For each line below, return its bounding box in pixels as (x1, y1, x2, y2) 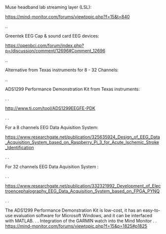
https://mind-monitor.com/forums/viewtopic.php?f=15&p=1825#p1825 (5, 223, 147, 229)
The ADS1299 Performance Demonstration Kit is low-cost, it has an (5, 207, 142, 213)
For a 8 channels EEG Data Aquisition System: (5, 125, 99, 130)
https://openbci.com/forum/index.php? (5, 43, 84, 48)
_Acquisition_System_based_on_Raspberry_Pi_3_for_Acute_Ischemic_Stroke (5, 140, 160, 145)
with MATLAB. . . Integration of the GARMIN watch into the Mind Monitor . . (5, 218, 157, 224)
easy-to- (142, 207, 161, 213)
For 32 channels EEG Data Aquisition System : (5, 164, 99, 170)
